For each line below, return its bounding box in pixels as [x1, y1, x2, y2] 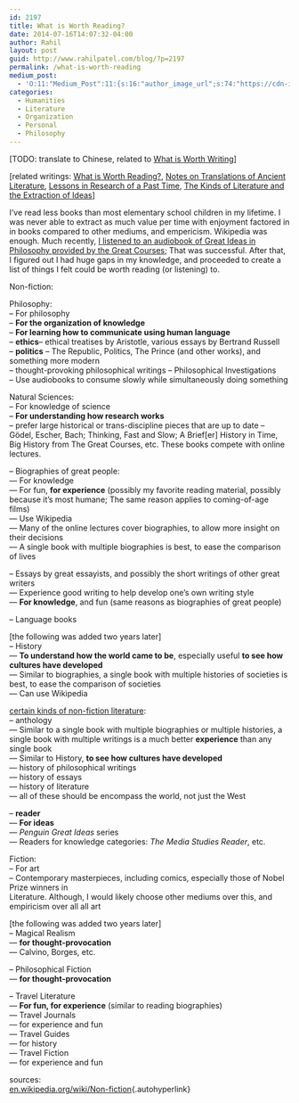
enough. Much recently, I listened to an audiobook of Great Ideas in [9, 235, 256, 246]
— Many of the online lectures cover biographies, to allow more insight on [9, 523, 280, 533]
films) [9, 503, 30, 514]
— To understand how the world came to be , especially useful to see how [9, 650, 283, 661]
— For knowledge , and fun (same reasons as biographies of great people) [9, 597, 282, 607]
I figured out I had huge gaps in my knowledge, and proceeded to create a [9, 254, 282, 265]
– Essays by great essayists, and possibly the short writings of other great [9, 568, 280, 579]
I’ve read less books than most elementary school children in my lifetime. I [9, 207, 281, 218]
